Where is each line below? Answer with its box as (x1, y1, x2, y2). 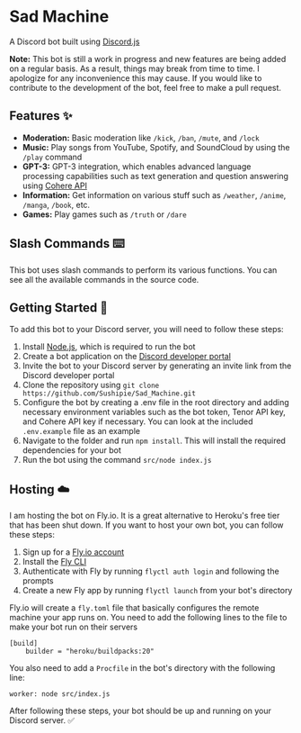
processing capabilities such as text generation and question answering (22, 170, 289, 181)
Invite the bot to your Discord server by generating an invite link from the (22, 360, 292, 371)
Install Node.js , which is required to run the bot (22, 341, 196, 352)
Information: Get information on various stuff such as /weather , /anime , (22, 189, 287, 200)
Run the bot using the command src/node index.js (22, 455, 212, 466)
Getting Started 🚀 (9, 300, 109, 315)
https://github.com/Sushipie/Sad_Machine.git (22, 389, 196, 398)
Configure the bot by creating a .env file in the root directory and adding (22, 397, 289, 408)
